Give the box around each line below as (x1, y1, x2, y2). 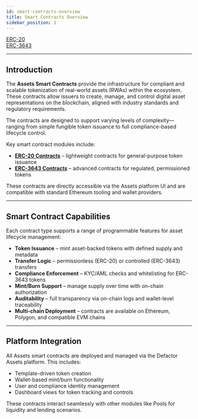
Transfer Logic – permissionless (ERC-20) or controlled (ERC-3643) (14, 257, 181, 264)
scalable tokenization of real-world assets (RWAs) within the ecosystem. (6, 87, 182, 94)
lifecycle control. (6, 129, 47, 136)
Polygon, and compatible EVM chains (14, 314, 106, 320)
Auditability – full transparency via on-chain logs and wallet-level (14, 295, 174, 302)
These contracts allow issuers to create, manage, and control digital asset (6, 93, 186, 100)
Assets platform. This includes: (6, 358, 81, 365)
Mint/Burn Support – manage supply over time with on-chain (14, 283, 164, 289)
